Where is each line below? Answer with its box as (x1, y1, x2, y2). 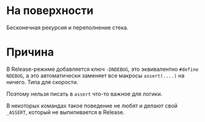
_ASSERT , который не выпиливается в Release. (6, 108, 125, 116)
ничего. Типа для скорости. (6, 78, 78, 85)
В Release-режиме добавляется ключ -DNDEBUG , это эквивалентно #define (6, 65, 199, 73)
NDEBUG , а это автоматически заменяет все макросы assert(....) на (6, 71, 185, 79)
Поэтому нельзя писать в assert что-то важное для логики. (6, 90, 163, 98)
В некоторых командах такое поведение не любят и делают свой (6, 102, 178, 109)
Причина (6, 45, 54, 59)
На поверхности (6, 4, 94, 18)
